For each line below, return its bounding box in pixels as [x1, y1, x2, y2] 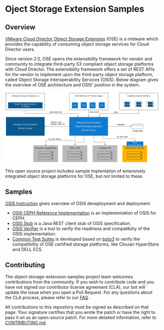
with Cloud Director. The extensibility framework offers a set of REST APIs [5, 66, 155, 72]
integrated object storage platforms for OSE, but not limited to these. [5, 173, 144, 179]
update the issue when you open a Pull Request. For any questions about [5, 289, 153, 295]
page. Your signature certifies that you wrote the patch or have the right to [5, 309, 156, 315]
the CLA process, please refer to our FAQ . [5, 294, 89, 300]
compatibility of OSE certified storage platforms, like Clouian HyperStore [12, 241, 159, 247]
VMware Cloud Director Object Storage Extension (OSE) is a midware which [5, 36, 159, 42]
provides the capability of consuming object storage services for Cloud [5, 41, 149, 47]
